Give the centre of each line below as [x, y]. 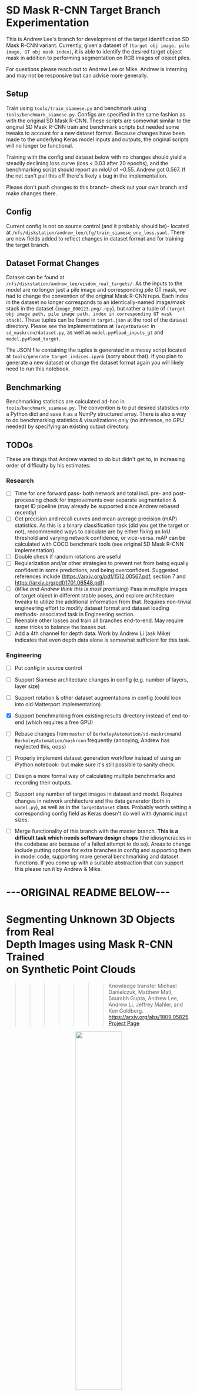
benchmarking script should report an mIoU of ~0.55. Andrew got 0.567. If [96, 169]
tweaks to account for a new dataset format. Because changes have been [96, 133]
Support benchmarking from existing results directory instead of [92, 716]
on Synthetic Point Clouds [71, 969]
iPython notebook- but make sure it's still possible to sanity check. [95, 764]
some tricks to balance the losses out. [61, 627]
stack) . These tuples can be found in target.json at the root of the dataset [97, 320]
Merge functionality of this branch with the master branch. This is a [96, 831]
